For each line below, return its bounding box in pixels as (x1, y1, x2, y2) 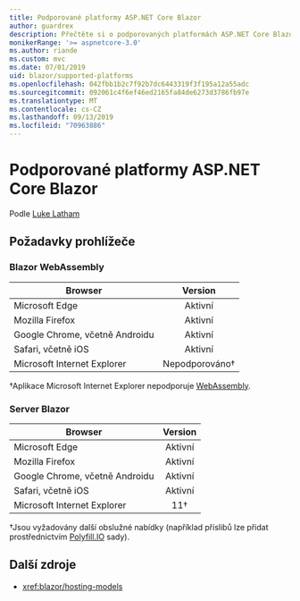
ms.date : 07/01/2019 (9, 63, 87, 72)
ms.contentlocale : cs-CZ (9, 105, 102, 114)
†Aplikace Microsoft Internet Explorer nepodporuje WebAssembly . (9, 380, 252, 391)
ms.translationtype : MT (9, 96, 98, 106)
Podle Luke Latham (9, 207, 80, 219)
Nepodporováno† (162, 357, 236, 369)
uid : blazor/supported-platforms (9, 72, 134, 80)
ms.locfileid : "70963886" (9, 122, 105, 131)
